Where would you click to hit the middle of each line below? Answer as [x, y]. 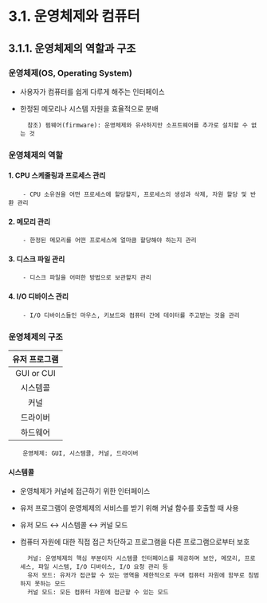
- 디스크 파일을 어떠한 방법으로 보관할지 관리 [87, 278]
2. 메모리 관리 [29, 221]
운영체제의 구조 [36, 337]
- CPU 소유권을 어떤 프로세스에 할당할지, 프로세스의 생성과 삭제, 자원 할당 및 [135, 194]
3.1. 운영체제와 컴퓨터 [75, 16]
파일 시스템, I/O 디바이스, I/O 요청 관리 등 [103, 567]
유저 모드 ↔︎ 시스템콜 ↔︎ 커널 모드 [74, 525]
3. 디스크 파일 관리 [37, 259]
